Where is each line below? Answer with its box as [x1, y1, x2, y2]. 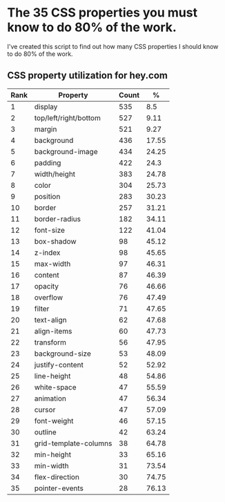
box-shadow [34, 236, 77, 246]
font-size [34, 225, 66, 235]
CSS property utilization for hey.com [7, 70, 168, 81]
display [34, 102, 58, 111]
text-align [34, 315, 67, 325]
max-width [34, 259, 71, 269]
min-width [34, 461, 69, 470]
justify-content [34, 360, 84, 369]
